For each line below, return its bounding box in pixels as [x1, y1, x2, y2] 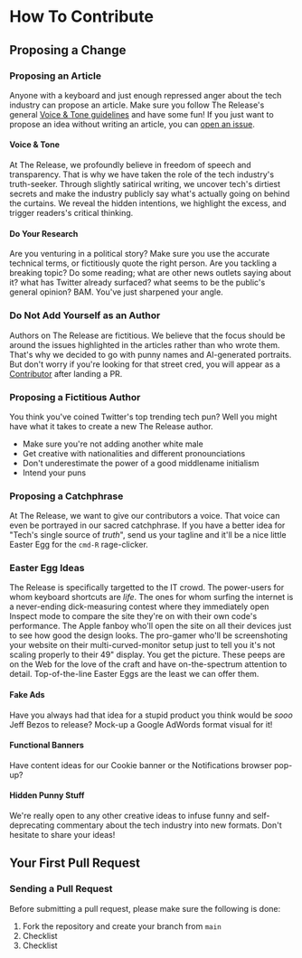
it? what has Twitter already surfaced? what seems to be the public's [9, 277, 266, 288]
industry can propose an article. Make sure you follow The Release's [9, 99, 265, 110]
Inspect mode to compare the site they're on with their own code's [9, 611, 258, 622]
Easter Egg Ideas [9, 562, 85, 575]
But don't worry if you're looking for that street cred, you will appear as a [9, 359, 280, 370]
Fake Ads [9, 690, 45, 700]
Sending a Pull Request [9, 883, 113, 896]
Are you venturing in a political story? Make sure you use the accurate [9, 249, 270, 259]
